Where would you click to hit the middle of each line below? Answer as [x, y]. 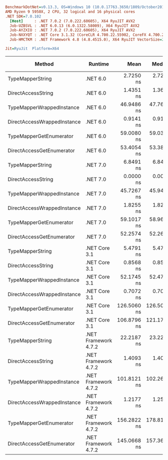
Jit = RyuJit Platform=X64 [32, 48]
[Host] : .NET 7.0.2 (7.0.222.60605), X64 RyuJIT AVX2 [72, 21]
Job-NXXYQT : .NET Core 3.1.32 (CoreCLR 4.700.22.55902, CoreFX [78, 35]
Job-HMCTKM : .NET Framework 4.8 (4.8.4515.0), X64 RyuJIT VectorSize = [86, 40]
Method [44, 64]
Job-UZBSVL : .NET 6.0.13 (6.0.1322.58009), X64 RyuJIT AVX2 [75, 25]
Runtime [99, 64]
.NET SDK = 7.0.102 [23, 16]
